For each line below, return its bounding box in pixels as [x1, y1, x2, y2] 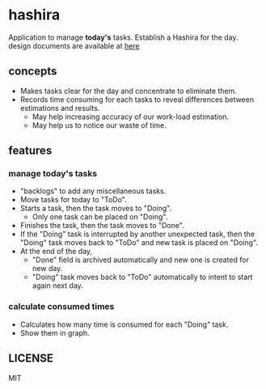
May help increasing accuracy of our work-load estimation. [32, 112, 229, 121]
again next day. [32, 281, 83, 290]
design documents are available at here [8, 40, 140, 50]
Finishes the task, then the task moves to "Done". [19, 221, 184, 230]
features [8, 144, 53, 158]
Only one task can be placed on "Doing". [32, 212, 168, 222]
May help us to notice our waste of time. [32, 120, 167, 130]
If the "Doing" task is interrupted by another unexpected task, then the [19, 229, 255, 239]
